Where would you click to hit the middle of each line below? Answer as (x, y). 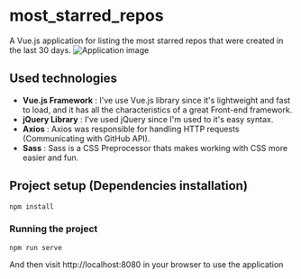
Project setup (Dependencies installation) (128, 186)
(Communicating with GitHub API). (86, 138)
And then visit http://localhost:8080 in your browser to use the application (146, 264)
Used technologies (64, 79)
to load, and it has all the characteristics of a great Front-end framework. (157, 110)
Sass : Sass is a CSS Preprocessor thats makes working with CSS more (155, 148)
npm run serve (36, 247)
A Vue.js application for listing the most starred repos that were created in (146, 40)
